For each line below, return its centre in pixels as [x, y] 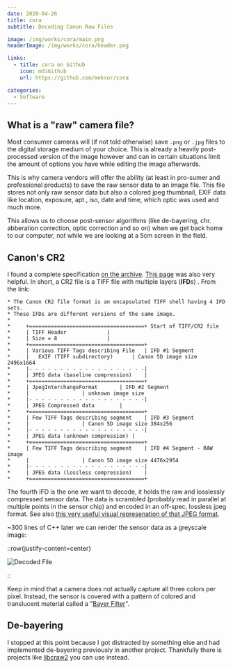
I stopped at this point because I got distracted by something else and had [114, 642]
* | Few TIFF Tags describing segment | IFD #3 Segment [101, 418]
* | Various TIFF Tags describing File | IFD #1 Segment [101, 351]
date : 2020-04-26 [32, 14]
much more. [24, 207]
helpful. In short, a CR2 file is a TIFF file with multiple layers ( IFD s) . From [112, 282]
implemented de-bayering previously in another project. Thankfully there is [115, 650]
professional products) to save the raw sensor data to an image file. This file [116, 185]
